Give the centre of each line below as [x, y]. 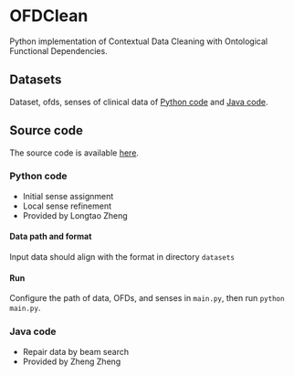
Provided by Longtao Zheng [75, 215]
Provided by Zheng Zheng [72, 361]
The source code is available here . [74, 153]
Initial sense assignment [68, 196]
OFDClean [49, 16]
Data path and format [51, 236]
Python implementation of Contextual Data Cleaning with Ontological [138, 41]
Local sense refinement [67, 206]
